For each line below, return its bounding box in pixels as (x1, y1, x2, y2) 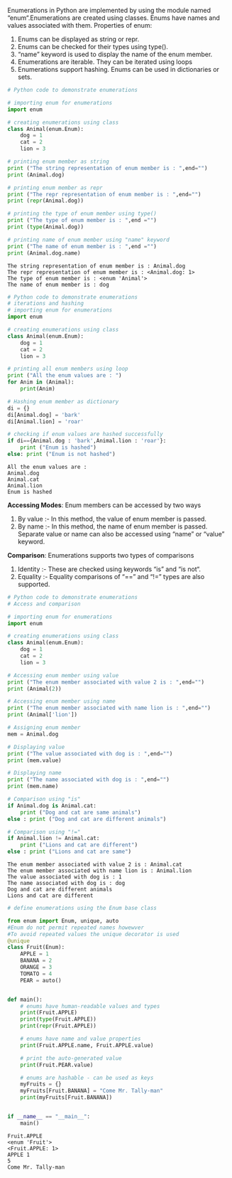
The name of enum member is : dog (7, 281, 110, 288)
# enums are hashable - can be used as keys (20, 1074, 154, 1081)
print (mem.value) (7, 757, 62, 764)
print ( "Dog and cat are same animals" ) (20, 809, 141, 816)
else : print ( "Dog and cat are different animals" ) (7, 815, 167, 822)
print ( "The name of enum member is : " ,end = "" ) (7, 243, 158, 250)
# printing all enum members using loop (7, 366, 129, 373)
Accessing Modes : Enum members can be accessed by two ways (7, 501, 201, 509)
